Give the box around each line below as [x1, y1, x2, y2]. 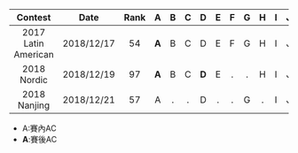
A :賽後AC [21, 134, 58, 144]
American [13, 49, 55, 60]
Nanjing [17, 99, 51, 111]
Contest [16, 11, 51, 23]
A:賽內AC [21, 123, 57, 134]
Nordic [19, 74, 49, 86]
